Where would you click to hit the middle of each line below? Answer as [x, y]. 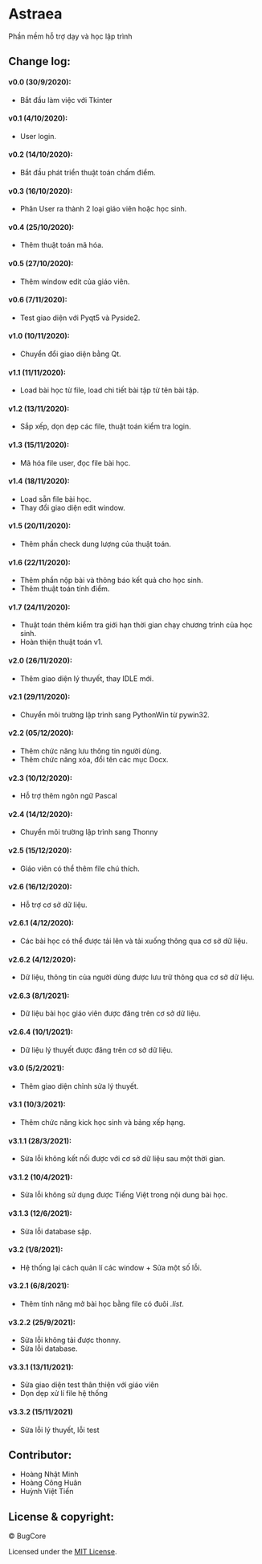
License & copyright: [61, 1517]
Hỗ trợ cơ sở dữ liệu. [53, 905]
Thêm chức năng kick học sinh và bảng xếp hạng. [102, 1123]
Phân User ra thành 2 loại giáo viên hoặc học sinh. [103, 209]
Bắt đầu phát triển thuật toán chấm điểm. [88, 172]
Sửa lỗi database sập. [56, 1231]
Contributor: [40, 1455]
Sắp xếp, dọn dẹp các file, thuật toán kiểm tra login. [105, 426]
